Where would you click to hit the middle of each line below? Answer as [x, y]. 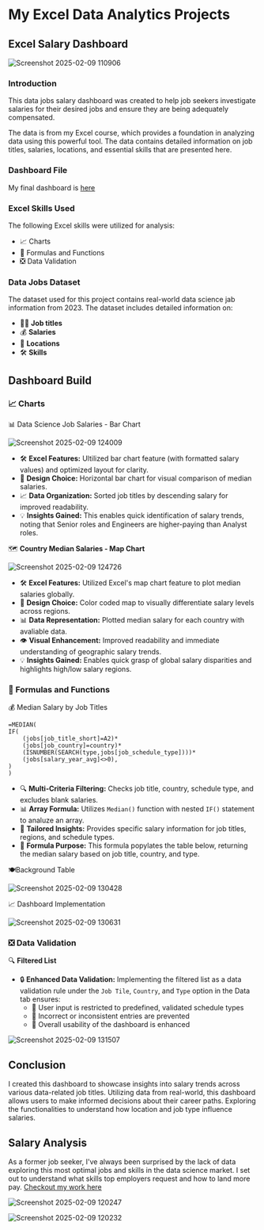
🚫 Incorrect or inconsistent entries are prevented [110, 1016]
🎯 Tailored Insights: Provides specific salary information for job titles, [133, 829]
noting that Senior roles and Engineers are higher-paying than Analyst [133, 524]
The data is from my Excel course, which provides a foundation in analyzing [132, 133]
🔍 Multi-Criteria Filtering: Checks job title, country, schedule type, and [137, 789]
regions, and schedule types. [67, 837]
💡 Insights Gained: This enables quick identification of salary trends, [132, 515]
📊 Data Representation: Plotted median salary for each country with [132, 619]
